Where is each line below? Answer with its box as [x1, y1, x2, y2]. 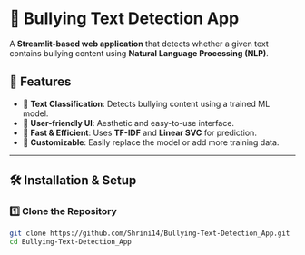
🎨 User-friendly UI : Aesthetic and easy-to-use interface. [22, 117, 234, 128]
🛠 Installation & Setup [9, 172, 137, 189]
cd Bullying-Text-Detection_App [9, 238, 132, 247]
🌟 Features [9, 74, 72, 90]
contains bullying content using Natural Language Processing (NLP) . [9, 47, 270, 58]
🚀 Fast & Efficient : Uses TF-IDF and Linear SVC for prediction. [22, 127, 257, 138]
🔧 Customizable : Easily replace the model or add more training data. [22, 136, 280, 148]
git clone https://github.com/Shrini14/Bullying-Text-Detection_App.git [9, 229, 290, 239]
